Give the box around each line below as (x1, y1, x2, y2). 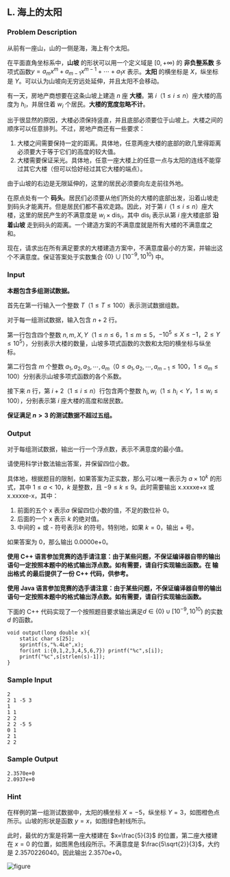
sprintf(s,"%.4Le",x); (19, 641, 84, 648)
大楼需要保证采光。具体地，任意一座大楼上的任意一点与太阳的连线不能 (16, 156, 216, 164)
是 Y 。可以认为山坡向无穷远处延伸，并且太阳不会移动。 (7, 77, 163, 86)
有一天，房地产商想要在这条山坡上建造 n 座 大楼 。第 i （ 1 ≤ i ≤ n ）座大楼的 (7, 92, 217, 100)
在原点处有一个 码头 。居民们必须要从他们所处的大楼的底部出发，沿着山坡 (7, 194, 213, 202)
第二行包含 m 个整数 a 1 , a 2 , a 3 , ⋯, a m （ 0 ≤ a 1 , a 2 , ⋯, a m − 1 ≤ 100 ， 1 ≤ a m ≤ (7, 362, 218, 372)
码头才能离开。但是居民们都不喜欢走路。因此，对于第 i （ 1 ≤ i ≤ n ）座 (12, 202, 207, 210)
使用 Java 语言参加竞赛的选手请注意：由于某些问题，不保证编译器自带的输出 (7, 584, 222, 592)
